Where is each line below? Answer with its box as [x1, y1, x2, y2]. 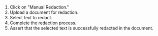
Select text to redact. [9, 15, 53, 20]
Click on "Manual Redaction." [9, 4, 69, 10]
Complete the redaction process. [9, 20, 77, 26]
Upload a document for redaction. [9, 9, 79, 15]
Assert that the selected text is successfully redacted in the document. [9, 25, 154, 31]
